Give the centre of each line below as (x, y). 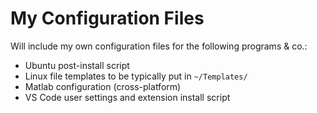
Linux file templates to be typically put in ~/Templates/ (136, 76)
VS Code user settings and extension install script (127, 97)
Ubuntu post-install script (77, 65)
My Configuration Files (107, 18)
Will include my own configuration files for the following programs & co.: (159, 46)
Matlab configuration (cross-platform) (103, 86)
